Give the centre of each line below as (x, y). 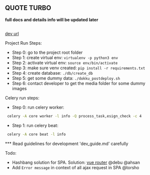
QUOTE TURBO (28, 8)
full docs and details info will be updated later (52, 19)
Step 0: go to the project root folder (47, 52)
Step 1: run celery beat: (35, 126)
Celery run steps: (22, 98)
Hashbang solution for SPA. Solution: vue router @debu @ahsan (76, 162)
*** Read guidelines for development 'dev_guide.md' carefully (67, 143)
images (19, 89)
